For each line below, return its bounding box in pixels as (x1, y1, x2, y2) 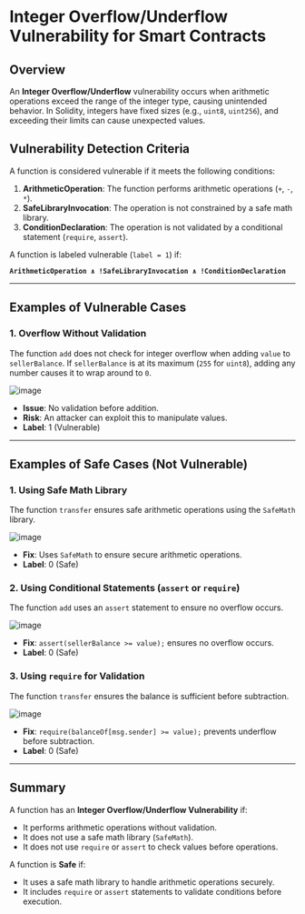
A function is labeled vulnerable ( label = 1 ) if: (9, 248, 182, 260)
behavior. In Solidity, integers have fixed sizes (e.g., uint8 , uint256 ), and (9, 105, 279, 116)
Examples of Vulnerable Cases (9, 300, 187, 316)
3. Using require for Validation (9, 670, 145, 683)
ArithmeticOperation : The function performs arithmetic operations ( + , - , (22, 183, 293, 194)
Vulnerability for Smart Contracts (9, 25, 266, 46)
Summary (9, 780, 66, 796)
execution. (22, 896, 63, 907)
